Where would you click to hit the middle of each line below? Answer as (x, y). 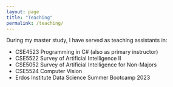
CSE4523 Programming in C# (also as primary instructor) (86, 52)
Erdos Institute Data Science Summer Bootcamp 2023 (83, 78)
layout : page (23, 12)
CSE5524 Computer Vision (49, 71)
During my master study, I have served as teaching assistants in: (87, 40)
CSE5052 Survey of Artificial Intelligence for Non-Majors (86, 65)
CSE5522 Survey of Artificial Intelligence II (68, 59)
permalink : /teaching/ (35, 23)
